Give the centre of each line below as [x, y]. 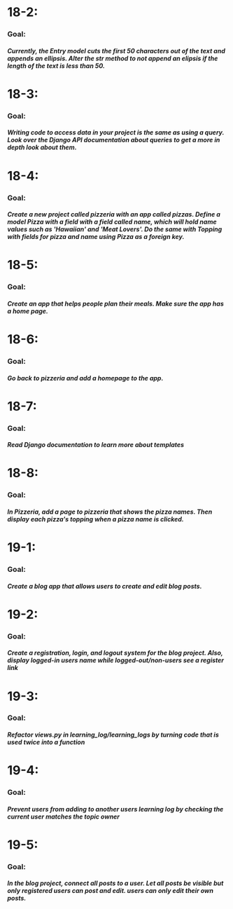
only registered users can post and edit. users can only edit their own [110, 891]
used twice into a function [46, 742]
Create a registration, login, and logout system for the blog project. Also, [115, 653]
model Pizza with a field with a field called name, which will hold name [112, 222]
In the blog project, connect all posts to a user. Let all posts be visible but [115, 883]
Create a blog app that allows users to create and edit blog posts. [105, 586]
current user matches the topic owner [64, 816]
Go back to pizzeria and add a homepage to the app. [85, 378]
